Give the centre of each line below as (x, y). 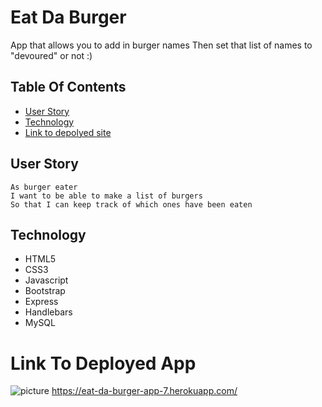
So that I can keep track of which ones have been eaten (131, 204)
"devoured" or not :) (51, 55)
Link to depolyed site (68, 132)
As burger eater (44, 187)
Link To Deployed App (103, 363)
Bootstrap (45, 291)
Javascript (46, 280)
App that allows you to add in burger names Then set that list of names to (161, 45)
